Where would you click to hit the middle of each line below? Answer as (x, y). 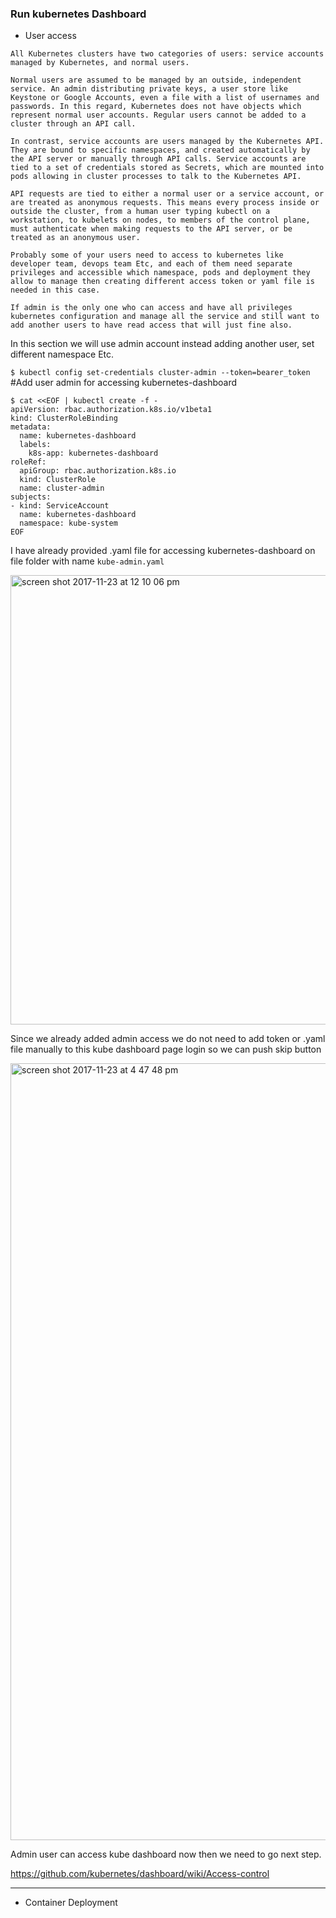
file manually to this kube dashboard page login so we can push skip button (166, 1049)
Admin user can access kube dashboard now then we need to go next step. (166, 1854)
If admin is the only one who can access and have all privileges (151, 308)
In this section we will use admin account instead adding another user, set (162, 344)
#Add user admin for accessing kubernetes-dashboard (124, 383)
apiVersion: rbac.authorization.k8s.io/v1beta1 (111, 410)
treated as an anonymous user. (75, 238)
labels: (35, 445)
